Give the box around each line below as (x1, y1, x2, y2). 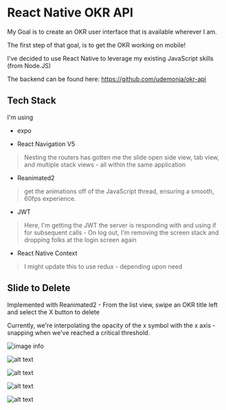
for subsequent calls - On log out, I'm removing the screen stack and (23, 228, 219, 237)
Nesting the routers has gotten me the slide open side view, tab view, (23, 153, 220, 161)
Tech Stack (7, 95, 56, 107)
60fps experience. (23, 194, 77, 202)
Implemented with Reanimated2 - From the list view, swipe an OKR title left (7, 301, 218, 309)
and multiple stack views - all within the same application (23, 160, 186, 169)
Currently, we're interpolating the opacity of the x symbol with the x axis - (7, 321, 216, 330)
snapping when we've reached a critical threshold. (7, 328, 150, 336)
